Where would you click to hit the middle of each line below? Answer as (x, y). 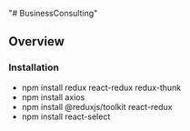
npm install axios (53, 97)
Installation (34, 67)
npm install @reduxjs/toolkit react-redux (97, 106)
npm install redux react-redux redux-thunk (101, 87)
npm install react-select (66, 116)
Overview (37, 41)
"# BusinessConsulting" (53, 13)
